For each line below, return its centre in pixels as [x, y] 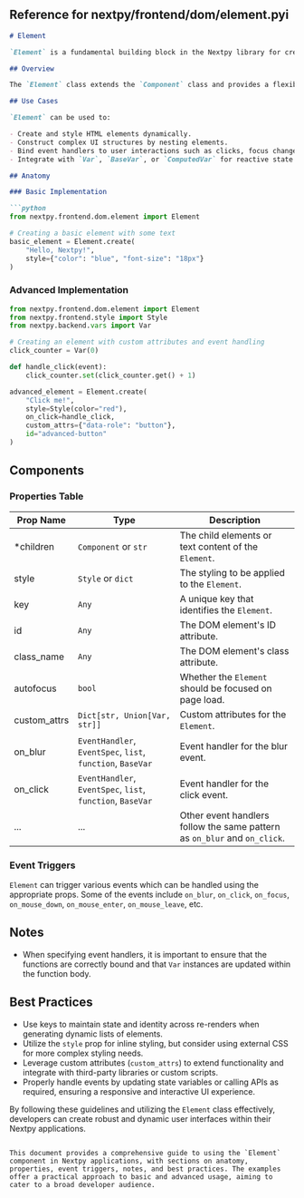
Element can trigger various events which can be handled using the [134, 884]
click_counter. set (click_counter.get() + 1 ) [111, 375]
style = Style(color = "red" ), [76, 409]
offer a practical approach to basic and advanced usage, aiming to [141, 1177]
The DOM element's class [234, 650]
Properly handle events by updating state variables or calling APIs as [150, 1082]
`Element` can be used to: [60, 118]
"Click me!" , [50, 400]
